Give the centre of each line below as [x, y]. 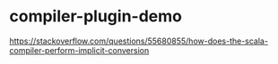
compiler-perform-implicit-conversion [79, 50]
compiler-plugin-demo [96, 16]
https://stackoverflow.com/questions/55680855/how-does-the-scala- [139, 41]
